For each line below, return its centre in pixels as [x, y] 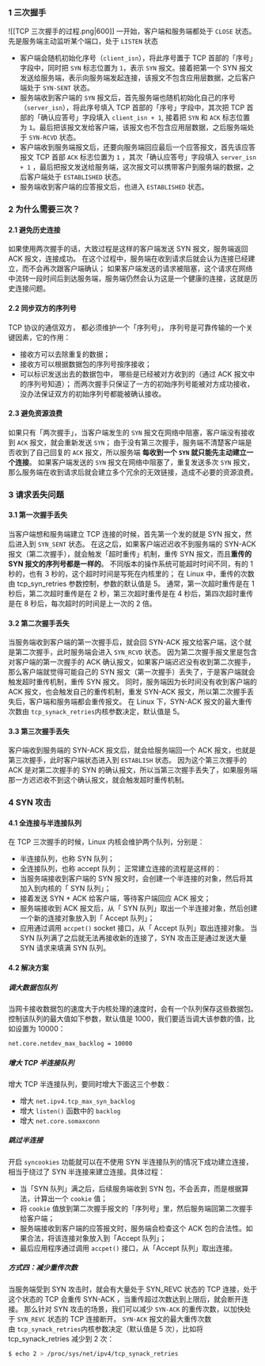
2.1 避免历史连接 [34, 230]
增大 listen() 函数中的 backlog [70, 1111]
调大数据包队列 [32, 987]
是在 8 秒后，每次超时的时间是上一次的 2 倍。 [82, 603]
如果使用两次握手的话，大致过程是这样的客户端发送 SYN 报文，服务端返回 [128, 249]
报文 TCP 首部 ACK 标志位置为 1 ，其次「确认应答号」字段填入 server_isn [138, 157]
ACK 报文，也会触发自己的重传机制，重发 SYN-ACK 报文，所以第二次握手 [128, 692]
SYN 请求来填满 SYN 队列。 [65, 948]
